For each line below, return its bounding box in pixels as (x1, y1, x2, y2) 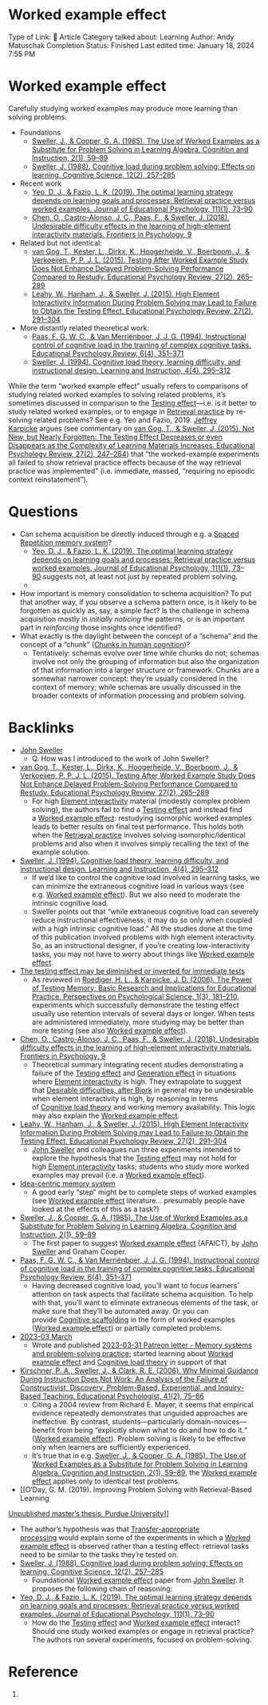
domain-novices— (186, 1416, 247, 1426)
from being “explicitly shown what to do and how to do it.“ (57, 1425, 247, 1435)
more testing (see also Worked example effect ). (31, 1026, 189, 1035)
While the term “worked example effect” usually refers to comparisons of (8, 381, 249, 390)
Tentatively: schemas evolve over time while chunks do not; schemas (31, 648, 260, 658)
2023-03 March (19, 1331, 73, 1341)
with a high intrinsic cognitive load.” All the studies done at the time (31, 923, 253, 933)
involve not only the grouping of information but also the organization (31, 656, 259, 666)
